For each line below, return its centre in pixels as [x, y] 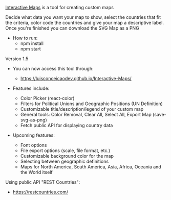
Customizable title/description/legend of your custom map [82, 109]
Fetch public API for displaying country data [67, 125]
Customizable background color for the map [67, 156]
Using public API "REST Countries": [43, 182]
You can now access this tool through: [53, 69]
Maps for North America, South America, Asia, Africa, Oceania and [91, 167]
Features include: [31, 88]
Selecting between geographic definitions [65, 161]
